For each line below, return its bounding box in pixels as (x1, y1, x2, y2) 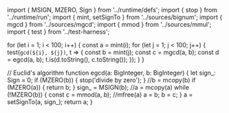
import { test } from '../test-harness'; (7, 27, 110, 36)
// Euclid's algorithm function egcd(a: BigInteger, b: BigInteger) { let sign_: (7, 68, 216, 77)
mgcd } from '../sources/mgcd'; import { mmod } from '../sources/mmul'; (7, 21, 212, 28)
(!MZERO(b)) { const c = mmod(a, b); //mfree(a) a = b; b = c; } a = (7, 90, 193, 99)
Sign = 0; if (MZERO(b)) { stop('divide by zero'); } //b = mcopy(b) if (7, 76, 196, 84)
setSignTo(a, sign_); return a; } (7, 98, 93, 105)
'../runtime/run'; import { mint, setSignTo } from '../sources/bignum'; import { (7, 13, 223, 21)
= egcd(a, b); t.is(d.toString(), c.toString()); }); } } (7, 55, 145, 64)
